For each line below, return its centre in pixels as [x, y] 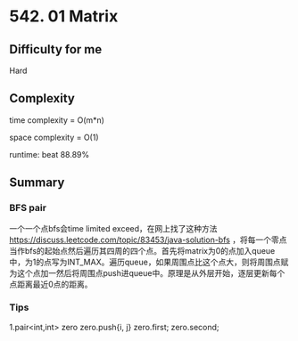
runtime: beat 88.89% [50, 154]
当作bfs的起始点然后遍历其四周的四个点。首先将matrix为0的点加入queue [142, 250]
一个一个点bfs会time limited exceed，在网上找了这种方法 [113, 228]
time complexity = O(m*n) [57, 120]
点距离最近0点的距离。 [51, 284]
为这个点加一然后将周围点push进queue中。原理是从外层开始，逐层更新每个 [147, 272]
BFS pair [28, 208]
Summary [37, 183]
